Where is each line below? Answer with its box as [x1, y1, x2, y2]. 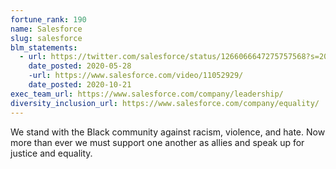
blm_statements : [10, 42, 78, 53]
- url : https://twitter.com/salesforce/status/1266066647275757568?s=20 [19, 52, 329, 62]
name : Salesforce [10, 24, 83, 34]
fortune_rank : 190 [10, 14, 87, 25]
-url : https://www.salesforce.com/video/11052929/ [28, 71, 244, 81]
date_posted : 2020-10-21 [28, 80, 132, 90]
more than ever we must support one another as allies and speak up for [10, 136, 305, 148]
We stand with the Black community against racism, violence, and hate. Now [10, 126, 326, 138]
